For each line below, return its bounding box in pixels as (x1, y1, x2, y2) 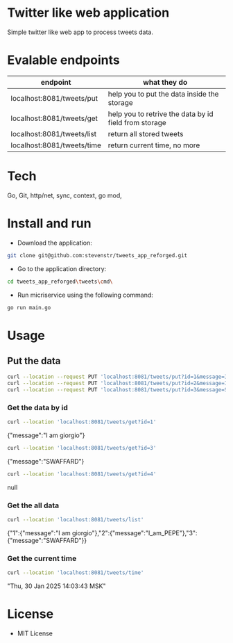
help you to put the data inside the (107, 89, 219, 99)
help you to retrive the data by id (107, 109, 214, 119)
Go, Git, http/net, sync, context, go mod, (7, 191, 123, 200)
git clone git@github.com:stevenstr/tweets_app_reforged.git (7, 252, 188, 259)
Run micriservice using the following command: (17, 291, 154, 299)
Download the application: (17, 238, 92, 247)
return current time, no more (107, 140, 200, 150)
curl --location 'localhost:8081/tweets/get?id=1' (7, 418, 157, 425)
